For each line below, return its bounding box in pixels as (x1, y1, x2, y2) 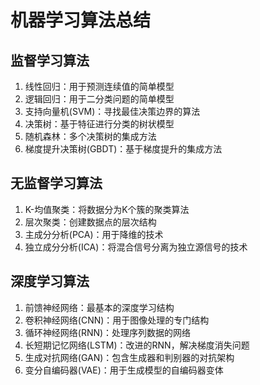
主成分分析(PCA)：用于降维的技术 (24, 228, 164, 240)
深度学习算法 (10, 273, 90, 290)
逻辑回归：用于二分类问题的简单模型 (24, 93, 175, 105)
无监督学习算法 (10, 175, 103, 192)
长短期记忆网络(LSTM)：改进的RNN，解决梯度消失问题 (24, 339, 250, 351)
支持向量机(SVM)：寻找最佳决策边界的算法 (24, 106, 201, 117)
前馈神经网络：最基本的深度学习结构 (24, 301, 175, 313)
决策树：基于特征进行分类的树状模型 (24, 118, 175, 130)
